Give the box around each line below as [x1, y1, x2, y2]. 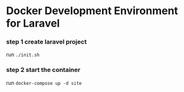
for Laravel [6, 17, 60, 30]
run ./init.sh [6, 51, 40, 58]
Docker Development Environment [6, 4, 179, 18]
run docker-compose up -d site [6, 79, 82, 86]
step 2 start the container [6, 66, 81, 74]
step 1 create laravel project [6, 38, 87, 46]
